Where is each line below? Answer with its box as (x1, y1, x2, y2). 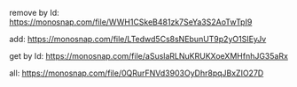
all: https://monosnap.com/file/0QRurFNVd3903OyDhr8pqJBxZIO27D (9, 68, 264, 78)
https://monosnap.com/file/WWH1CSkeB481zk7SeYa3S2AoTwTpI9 (9, 17, 253, 27)
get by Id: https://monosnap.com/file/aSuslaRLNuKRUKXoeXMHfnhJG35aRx (9, 51, 288, 61)
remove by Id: (9, 8, 59, 18)
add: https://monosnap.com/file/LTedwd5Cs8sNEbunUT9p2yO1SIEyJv (9, 34, 267, 44)
